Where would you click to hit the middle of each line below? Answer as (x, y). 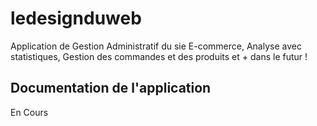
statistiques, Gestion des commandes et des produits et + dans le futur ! (159, 56)
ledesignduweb (76, 18)
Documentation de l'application (111, 88)
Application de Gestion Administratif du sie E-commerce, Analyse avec (156, 46)
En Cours (29, 112)
